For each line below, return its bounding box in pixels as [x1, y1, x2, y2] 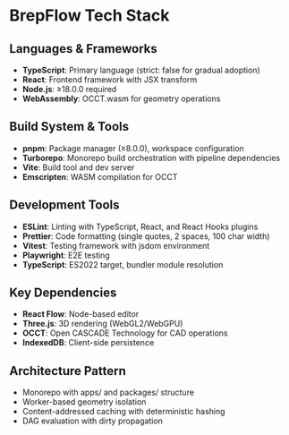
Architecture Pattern [9, 363, 127, 379]
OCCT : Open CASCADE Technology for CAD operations [21, 328, 228, 338]
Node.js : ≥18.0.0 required [21, 84, 117, 94]
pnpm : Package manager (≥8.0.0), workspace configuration [21, 142, 244, 153]
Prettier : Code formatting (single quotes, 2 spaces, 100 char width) [21, 230, 270, 242]
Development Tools [9, 198, 120, 213]
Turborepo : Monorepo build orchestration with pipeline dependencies [21, 152, 280, 163]
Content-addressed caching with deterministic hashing [21, 406, 225, 417]
